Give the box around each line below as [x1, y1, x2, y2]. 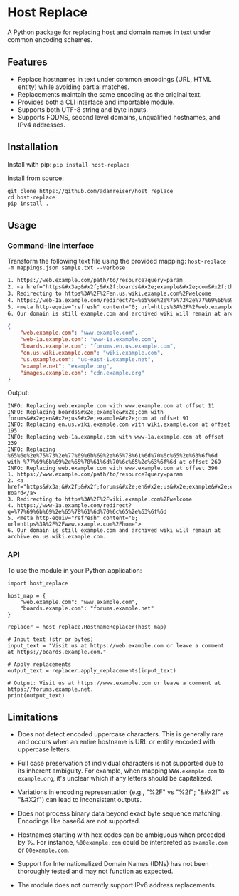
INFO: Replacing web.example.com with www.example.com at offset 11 [7, 402, 215, 410]
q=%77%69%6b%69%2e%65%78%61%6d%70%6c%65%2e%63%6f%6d [7, 509, 167, 516]
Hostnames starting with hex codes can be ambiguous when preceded [17, 830, 225, 839]
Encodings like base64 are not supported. [17, 817, 141, 825]
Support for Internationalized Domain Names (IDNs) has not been [17, 860, 209, 868]
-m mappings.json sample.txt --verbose [7, 264, 126, 271]
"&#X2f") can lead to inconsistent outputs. [17, 796, 142, 804]
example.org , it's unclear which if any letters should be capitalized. [17, 774, 213, 783]
